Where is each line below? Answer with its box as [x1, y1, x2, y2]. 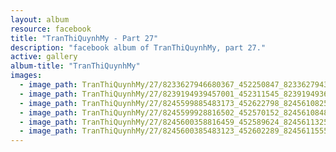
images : [10, 71, 43, 81]
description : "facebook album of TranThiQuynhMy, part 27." [10, 42, 267, 53]
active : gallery [10, 52, 78, 62]
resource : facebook [10, 24, 92, 34]
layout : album [10, 14, 70, 25]
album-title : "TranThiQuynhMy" [10, 61, 141, 71]
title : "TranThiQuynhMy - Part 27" [10, 33, 159, 43]
